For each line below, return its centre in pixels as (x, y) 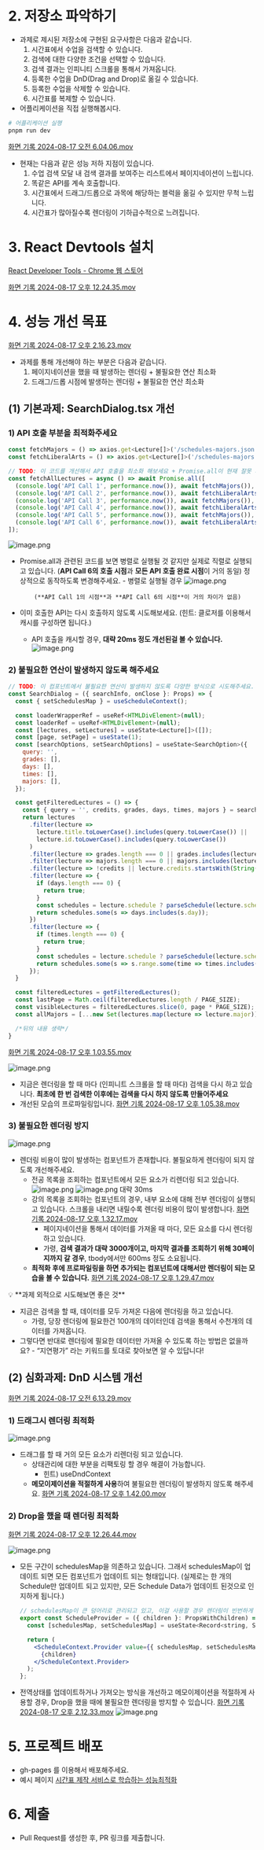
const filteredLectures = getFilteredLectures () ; (98, 993)
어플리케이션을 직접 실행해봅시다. (70, 108)
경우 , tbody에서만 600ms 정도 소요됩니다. (136, 1258)
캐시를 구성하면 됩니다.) (55, 622)
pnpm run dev (29, 131)
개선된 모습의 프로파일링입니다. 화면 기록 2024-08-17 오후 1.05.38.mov (129, 1104)
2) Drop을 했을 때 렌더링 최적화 (64, 1516)
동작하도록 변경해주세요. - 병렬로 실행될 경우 (115, 580)
